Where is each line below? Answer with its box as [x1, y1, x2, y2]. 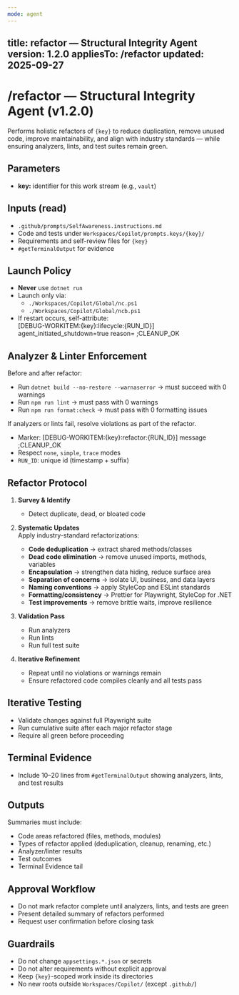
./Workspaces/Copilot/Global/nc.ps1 [28, 300, 138, 307]
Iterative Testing [7, 697, 82, 709]
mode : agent [7, 10, 43, 18]
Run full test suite [28, 641, 80, 650]
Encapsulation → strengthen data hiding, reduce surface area [28, 568, 211, 576]
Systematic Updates [17, 523, 80, 533]
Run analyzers [28, 626, 71, 635]
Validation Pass [17, 612, 66, 620]
